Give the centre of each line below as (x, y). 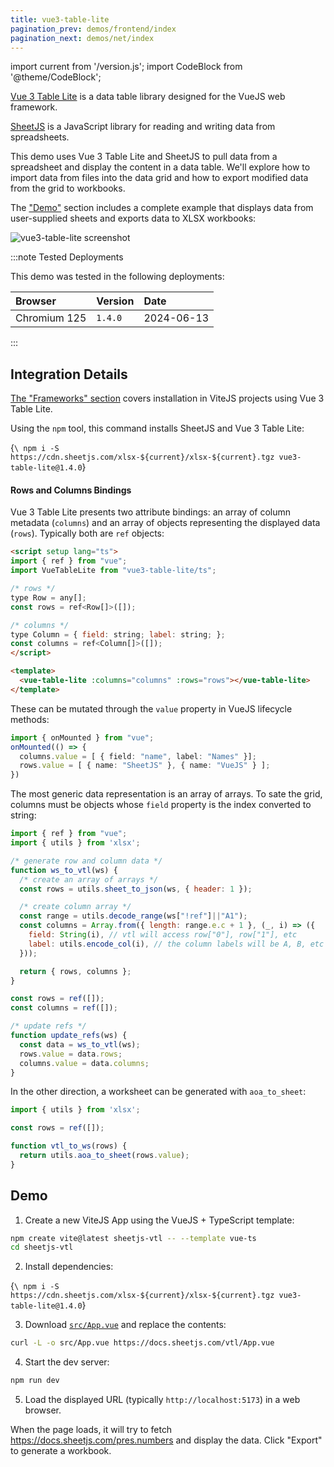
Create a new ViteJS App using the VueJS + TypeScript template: (159, 1220)
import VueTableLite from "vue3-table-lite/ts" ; (113, 571)
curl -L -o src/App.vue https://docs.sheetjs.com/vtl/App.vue (142, 1343)
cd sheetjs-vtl (42, 1247)
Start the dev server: (67, 1362)
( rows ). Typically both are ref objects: (87, 533)
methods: (30, 719)
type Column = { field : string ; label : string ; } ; (118, 634)
